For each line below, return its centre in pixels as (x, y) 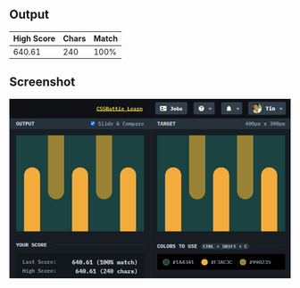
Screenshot (42, 82)
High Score (34, 38)
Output (29, 15)
